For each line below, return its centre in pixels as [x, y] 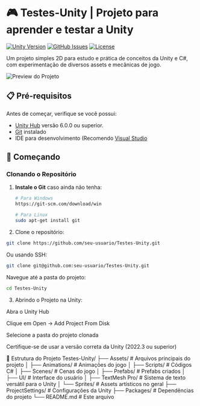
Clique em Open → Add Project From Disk [58, 323]
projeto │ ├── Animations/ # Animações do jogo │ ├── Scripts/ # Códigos [99, 364]
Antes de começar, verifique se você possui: [61, 113]
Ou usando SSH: [27, 255]
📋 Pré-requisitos [39, 96]
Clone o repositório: [39, 232]
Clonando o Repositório [41, 174]
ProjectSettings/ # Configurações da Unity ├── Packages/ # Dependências [100, 390]
